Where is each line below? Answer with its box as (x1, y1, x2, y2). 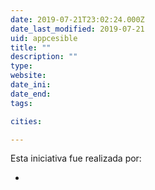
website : (10, 71, 47, 81)
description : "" (10, 52, 78, 62)
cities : (10, 116, 43, 126)
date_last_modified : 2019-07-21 (10, 24, 145, 34)
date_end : (10, 89, 52, 99)
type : (10, 61, 33, 71)
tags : (10, 98, 33, 108)
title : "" (10, 42, 52, 53)
